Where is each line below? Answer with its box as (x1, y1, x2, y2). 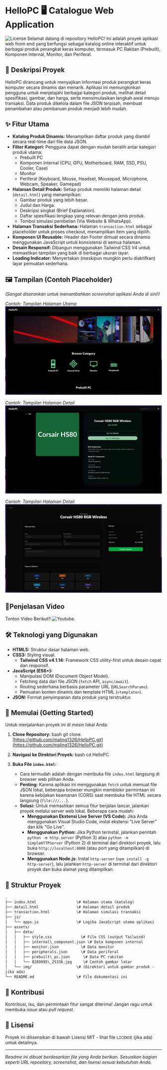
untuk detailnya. (5, 1039, 38, 1046)
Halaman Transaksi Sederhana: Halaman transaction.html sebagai (12, 223, 153, 229)
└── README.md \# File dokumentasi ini (5, 974, 128, 980)
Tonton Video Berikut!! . (5, 615, 76, 622)
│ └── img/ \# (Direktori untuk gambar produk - (5, 964, 155, 970)
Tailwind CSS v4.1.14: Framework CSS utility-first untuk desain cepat (19, 657, 162, 663)
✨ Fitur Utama (5, 120, 50, 129)
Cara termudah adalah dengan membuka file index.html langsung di (19, 771, 160, 777)
